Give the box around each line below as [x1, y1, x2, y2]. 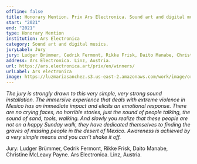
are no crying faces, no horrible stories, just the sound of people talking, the [6, 109, 191, 116]
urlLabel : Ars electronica [6, 69, 72, 74]
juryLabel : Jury [6, 47, 46, 53]
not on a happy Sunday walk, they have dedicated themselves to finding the [6, 121, 191, 128]
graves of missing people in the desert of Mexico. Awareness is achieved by [6, 127, 191, 135]
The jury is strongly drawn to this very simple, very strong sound [6, 90, 162, 97]
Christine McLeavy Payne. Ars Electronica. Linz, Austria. [6, 151, 142, 158]
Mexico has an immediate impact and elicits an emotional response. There [6, 102, 187, 110]
